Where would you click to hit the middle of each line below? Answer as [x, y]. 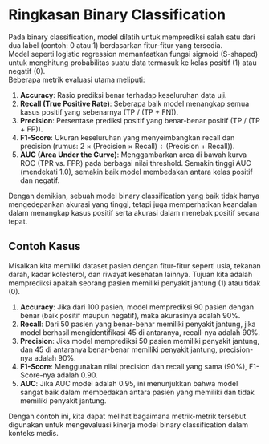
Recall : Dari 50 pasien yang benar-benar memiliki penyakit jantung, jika [138, 324]
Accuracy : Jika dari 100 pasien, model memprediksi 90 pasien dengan [137, 307]
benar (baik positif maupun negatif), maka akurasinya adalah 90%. [130, 315]
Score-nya [37, 375]
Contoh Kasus [45, 246]
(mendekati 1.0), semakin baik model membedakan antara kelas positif [136, 172]
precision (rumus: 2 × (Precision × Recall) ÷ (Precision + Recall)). [127, 146]
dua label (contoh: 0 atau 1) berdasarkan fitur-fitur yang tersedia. [116, 45]
